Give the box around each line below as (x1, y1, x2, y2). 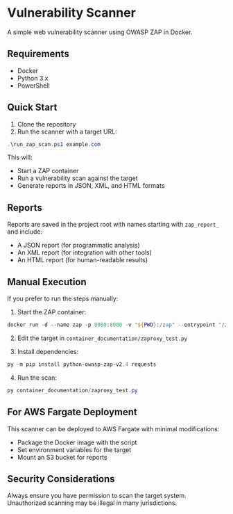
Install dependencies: (17, 347, 79, 355)
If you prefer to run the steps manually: (7, 294, 119, 303)
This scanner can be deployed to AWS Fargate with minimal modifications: (7, 424, 220, 433)
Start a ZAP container (17, 167, 79, 175)
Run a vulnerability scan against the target (17, 174, 138, 182)
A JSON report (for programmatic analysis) (17, 241, 140, 250)
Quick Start (7, 102, 58, 113)
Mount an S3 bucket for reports (17, 453, 107, 461)
